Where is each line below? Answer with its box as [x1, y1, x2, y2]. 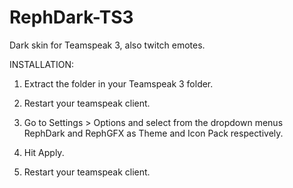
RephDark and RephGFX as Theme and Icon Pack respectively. [23, 127, 284, 139]
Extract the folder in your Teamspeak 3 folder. [23, 77, 214, 90]
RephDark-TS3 [9, 6, 134, 29]
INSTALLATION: [9, 58, 75, 70]
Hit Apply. [23, 146, 65, 158]
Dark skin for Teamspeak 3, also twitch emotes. [9, 39, 206, 51]
